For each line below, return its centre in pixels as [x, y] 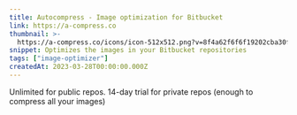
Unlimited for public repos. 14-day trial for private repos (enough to [131, 92]
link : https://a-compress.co [63, 26]
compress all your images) [57, 101]
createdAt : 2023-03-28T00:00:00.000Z [79, 67]
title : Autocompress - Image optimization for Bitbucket [116, 17]
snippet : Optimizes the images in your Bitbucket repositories [128, 50]
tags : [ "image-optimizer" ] [59, 58]
